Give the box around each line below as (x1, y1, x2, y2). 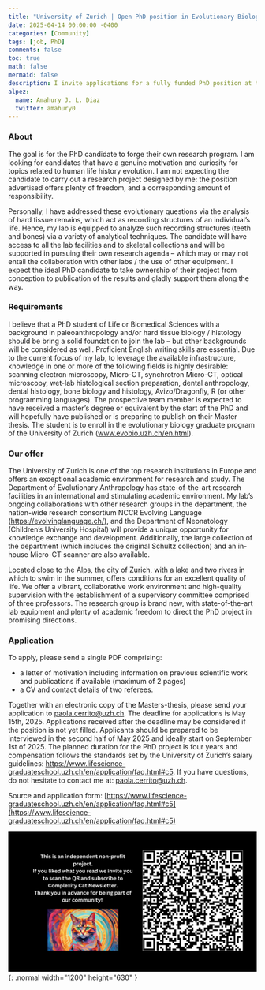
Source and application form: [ (8, 791, 107, 801)
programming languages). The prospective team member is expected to (8, 394, 242, 404)
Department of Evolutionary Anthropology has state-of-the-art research (8, 483, 242, 492)
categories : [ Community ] (8, 29, 90, 37)
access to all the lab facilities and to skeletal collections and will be (8, 240, 226, 249)
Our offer (8, 448, 44, 459)
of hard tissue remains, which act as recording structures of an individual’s (8, 215, 251, 224)
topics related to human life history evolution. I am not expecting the (8, 166, 230, 175)
